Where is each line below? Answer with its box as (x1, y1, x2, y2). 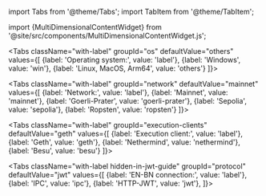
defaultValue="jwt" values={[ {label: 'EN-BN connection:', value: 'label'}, (8, 170, 247, 179)
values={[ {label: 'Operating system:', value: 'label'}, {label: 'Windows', (8, 55, 241, 64)
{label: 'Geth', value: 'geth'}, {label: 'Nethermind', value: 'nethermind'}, (8, 137, 240, 147)
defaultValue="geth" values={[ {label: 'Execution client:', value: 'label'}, (8, 129, 243, 138)
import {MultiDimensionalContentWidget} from (8, 22, 163, 31)
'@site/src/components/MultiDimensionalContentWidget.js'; (8, 31, 207, 40)
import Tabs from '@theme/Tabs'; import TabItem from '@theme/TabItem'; (8, 7, 255, 16)
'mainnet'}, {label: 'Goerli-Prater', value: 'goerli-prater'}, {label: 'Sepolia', (8, 96, 247, 105)
